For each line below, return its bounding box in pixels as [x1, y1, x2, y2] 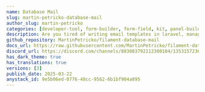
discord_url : [6, 48, 40, 54]
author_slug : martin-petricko [6, 20, 84, 26]
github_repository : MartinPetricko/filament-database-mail [6, 37, 160, 43]
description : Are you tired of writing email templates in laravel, [6, 31, 184, 38]
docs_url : [6, 43, 32, 49]
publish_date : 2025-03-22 [6, 71, 72, 77]
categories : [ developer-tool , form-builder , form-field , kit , [6, 25, 168, 32]
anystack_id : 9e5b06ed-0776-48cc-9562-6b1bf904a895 [6, 76, 140, 82]
